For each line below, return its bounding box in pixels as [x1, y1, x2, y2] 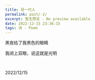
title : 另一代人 [5, 7, 35, 12]
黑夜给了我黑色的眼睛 [5, 40, 48, 46]
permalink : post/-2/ [5, 12, 48, 17]
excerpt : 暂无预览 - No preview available [5, 16, 91, 21]
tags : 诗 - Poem [5, 26, 38, 31]
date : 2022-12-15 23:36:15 [5, 21, 61, 26]
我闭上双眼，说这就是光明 [5, 50, 57, 56]
